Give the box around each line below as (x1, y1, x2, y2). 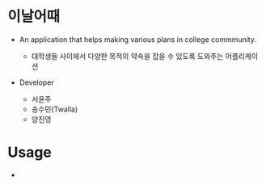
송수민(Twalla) (31, 104, 78, 114)
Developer (19, 78, 54, 87)
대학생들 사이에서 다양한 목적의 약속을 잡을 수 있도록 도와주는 (31, 51, 224, 61)
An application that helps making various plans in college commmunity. (19, 34, 256, 44)
